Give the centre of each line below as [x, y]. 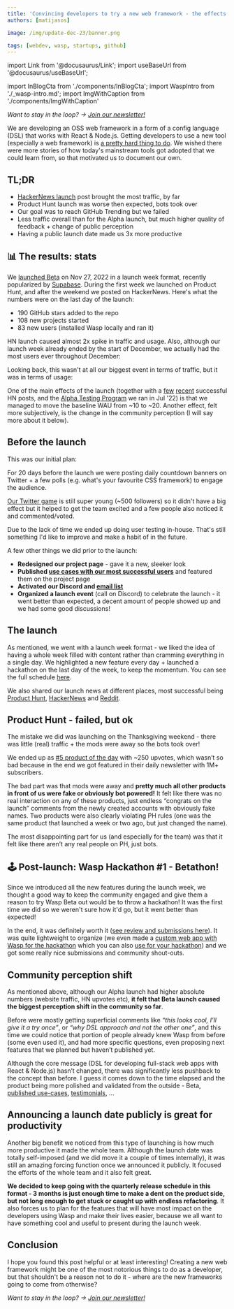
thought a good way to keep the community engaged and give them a [108, 895]
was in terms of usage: [40, 377]
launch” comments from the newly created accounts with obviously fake [111, 809]
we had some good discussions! [64, 608]
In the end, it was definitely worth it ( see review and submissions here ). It [112, 931]
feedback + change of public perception [75, 226]
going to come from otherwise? [52, 1284]
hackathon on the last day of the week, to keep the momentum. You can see [117, 670]
